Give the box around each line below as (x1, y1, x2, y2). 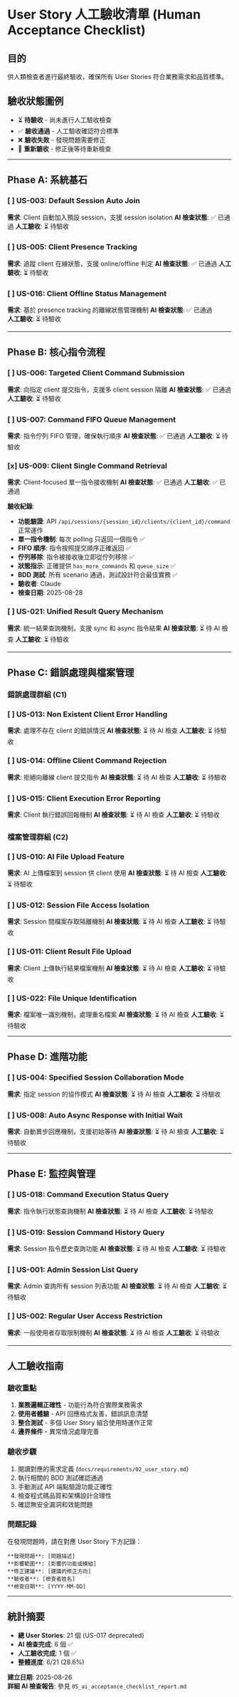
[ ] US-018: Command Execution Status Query (7, 1190, 169, 1200)
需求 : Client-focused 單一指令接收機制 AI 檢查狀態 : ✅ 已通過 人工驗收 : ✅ (7, 478, 218, 486)
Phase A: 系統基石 (7, 174, 87, 186)
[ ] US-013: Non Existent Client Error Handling (7, 709, 168, 719)
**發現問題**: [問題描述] (7, 1552, 76, 1560)
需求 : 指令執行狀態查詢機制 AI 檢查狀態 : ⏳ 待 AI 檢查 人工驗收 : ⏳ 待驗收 (7, 1206, 214, 1215)
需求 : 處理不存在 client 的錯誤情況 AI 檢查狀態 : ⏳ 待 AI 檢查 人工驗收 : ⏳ (7, 726, 213, 735)
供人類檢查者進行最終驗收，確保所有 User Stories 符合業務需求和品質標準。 (7, 73, 228, 80)
